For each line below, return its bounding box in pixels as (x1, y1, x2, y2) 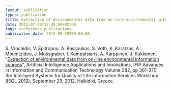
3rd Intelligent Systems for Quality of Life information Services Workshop (5, 73, 159, 78)
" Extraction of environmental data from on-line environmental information (5, 56, 159, 62)
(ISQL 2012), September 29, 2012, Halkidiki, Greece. (5, 78, 115, 84)
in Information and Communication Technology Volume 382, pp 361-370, (5, 67, 158, 73)
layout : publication (5, 7, 49, 13)
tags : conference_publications (5, 27, 72, 32)
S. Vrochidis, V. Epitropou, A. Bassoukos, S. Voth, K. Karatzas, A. (5, 46, 141, 51)
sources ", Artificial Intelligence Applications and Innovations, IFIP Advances (5, 62, 164, 68)
